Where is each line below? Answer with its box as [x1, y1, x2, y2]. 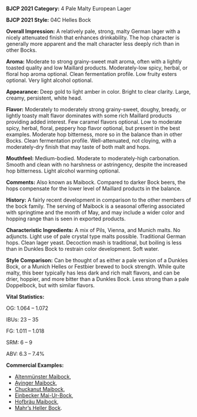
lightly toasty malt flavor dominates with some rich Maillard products [6, 112, 172, 119]
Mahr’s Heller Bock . [14, 405, 62, 411]
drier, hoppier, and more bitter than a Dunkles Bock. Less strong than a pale [6, 276, 189, 282]
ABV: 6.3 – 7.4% [6, 350, 45, 357]
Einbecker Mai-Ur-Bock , [14, 392, 74, 399]
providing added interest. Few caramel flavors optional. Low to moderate [6, 118, 182, 125]
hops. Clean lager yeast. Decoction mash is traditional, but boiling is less [6, 239, 182, 246]
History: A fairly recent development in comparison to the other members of [6, 197, 191, 203]
